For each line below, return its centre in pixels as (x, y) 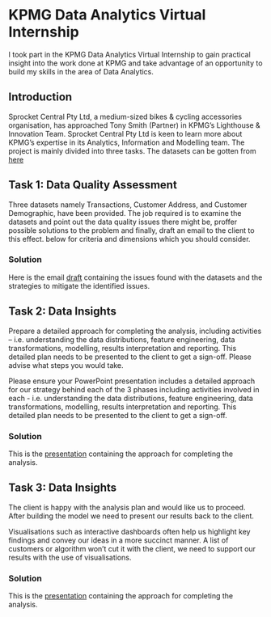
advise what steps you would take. (66, 365)
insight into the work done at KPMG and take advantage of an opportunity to (135, 63)
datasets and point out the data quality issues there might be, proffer (123, 222)
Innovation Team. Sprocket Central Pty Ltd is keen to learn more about (125, 133)
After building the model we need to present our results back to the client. (131, 516)
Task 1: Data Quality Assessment (93, 185)
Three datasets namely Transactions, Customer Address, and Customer (128, 205)
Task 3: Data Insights (63, 488)
